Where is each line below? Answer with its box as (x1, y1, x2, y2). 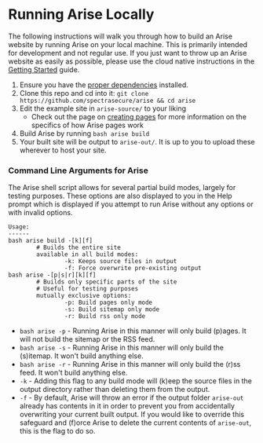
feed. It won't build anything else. (19, 368, 128, 378)
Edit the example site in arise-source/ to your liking (19, 104, 187, 113)
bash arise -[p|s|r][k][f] (8, 271, 97, 280)
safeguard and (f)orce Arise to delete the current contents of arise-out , (19, 418, 252, 427)
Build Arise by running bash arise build (19, 128, 150, 138)
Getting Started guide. (8, 64, 80, 74)
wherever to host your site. (19, 145, 107, 155)
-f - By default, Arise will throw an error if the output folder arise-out (19, 393, 244, 402)
